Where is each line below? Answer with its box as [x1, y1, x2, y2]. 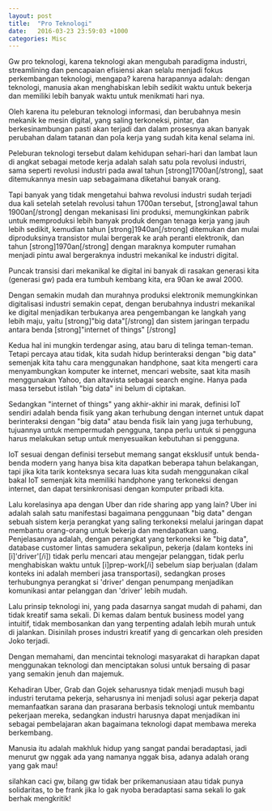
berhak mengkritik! [8, 794, 71, 804]
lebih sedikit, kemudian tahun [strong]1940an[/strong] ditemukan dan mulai [8, 225, 260, 234]
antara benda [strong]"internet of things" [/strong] [8, 325, 176, 335]
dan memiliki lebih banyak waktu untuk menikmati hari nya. [8, 91, 205, 101]
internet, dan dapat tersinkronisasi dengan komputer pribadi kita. [8, 484, 225, 494]
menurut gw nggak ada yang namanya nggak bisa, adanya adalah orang [8, 752, 249, 762]
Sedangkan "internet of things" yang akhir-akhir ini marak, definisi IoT [8, 399, 241, 410]
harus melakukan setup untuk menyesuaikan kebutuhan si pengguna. [8, 434, 240, 444]
